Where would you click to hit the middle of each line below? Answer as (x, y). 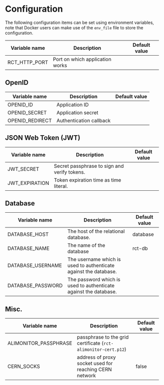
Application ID (72, 104)
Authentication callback (83, 121)
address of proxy (96, 357)
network (86, 376)
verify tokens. (70, 172)
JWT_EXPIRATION (29, 183)
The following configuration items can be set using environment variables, (80, 22)
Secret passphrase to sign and (89, 166)
